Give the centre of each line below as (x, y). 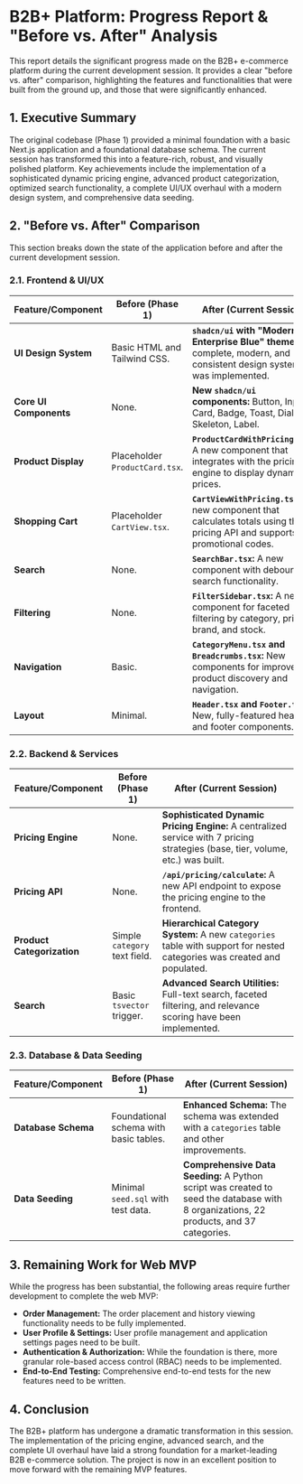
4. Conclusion (49, 1409)
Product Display (49, 461)
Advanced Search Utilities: (220, 984)
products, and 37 (220, 1221)
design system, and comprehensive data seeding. (102, 197)
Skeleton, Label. (226, 424)
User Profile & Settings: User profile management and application (145, 1333)
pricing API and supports (245, 532)
